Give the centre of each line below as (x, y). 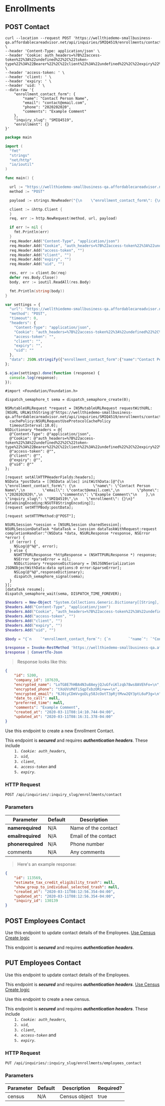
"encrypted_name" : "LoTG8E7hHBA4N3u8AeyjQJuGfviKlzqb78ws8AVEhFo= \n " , (88, 684)
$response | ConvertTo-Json (34, 652)
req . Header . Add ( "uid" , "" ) (37, 264)
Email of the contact (93, 836)
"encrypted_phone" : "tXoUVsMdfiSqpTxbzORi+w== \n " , (67, 689)
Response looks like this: (42, 662)
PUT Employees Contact (43, 963)
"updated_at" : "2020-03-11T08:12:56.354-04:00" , (65, 896)
